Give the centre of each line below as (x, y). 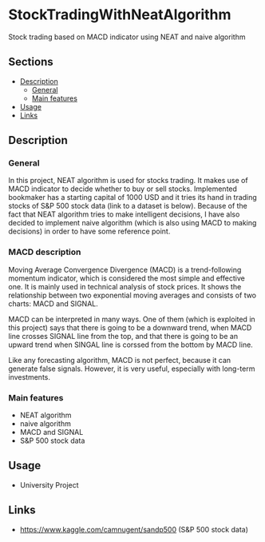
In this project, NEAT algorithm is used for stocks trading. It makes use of (129, 181)
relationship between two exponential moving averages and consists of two (132, 295)
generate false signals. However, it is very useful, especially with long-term (132, 369)
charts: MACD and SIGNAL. (53, 303)
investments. (29, 377)
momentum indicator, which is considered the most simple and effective (127, 278)
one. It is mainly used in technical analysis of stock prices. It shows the (125, 286)
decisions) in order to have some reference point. (89, 231)
